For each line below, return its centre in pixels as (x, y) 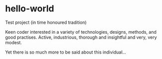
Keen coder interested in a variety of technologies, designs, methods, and (81, 32)
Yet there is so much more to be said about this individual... (66, 52)
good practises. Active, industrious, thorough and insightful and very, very (81, 37)
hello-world (30, 9)
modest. (14, 42)
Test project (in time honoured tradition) (46, 22)
